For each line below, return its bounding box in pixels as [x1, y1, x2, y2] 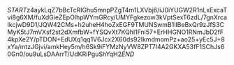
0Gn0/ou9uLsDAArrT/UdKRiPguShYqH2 [7, 50, 122, 58]
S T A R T [7, 6, 27, 14]
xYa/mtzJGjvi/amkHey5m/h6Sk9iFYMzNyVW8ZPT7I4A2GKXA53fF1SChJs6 [7, 43, 225, 50]
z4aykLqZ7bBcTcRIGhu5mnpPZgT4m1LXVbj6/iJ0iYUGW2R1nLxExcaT [27, 6, 228, 14]
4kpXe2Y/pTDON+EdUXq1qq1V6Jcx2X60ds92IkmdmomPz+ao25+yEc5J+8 [7, 35, 225, 44]
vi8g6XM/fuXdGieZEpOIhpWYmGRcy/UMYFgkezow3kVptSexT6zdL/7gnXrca [7, 13, 228, 21]
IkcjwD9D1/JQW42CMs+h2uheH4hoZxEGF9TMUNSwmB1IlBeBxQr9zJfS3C [7, 21, 225, 28]
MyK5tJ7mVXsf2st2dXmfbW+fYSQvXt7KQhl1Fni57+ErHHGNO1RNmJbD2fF [7, 28, 224, 36]
